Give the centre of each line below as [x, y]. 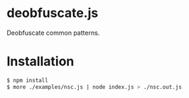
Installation [40, 61]
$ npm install [28, 80]
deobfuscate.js [53, 13]
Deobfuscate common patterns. [53, 33]
